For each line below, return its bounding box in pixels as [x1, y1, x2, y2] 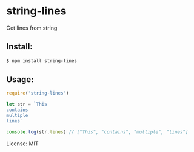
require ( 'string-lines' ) [6, 90, 69, 97]
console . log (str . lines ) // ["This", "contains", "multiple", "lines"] [6, 128, 189, 135]
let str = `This [6, 101, 47, 107]
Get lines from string [6, 24, 58, 31]
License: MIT [6, 140, 39, 147]
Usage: [6, 74, 35, 85]
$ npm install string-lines [6, 57, 78, 64]
